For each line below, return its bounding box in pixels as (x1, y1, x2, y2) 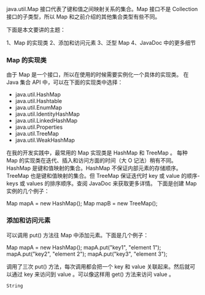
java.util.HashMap (15, 91, 61, 98)
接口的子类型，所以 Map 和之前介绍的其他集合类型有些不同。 (6, 13, 161, 20)
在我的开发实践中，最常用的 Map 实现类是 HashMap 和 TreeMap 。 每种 (6, 149, 188, 156)
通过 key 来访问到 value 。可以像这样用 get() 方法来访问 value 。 (11, 270, 175, 278)
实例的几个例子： (6, 188, 50, 195)
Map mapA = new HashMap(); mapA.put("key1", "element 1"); (6, 243, 161, 251)
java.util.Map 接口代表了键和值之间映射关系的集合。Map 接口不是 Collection (6, 6, 198, 12)
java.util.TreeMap (15, 130, 60, 137)
